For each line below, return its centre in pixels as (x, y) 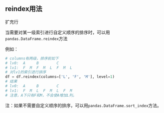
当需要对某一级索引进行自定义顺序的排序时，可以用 (58, 32)
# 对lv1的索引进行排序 (26, 72)
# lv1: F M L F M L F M (39, 91)
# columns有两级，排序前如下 (32, 58)
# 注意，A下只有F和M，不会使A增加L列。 (41, 95)
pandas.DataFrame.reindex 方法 (36, 38)
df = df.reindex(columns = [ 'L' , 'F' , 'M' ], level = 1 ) (60, 77)
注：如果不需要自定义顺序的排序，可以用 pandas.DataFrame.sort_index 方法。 (83, 105)
